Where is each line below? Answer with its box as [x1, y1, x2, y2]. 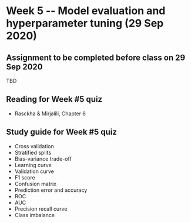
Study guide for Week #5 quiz [6, 127, 118, 137]
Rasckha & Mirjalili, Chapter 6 [14, 110, 86, 117]
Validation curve [14, 168, 54, 175]
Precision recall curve [14, 205, 68, 212]
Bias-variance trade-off [14, 155, 72, 162]
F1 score [14, 174, 35, 181]
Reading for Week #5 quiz [6, 94, 103, 104]
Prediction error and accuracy [14, 187, 88, 194]
